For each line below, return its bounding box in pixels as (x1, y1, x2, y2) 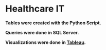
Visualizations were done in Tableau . (5, 39, 86, 45)
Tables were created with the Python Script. (5, 20, 101, 26)
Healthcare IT (5, 3, 65, 15)
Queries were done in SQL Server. (5, 29, 79, 35)
